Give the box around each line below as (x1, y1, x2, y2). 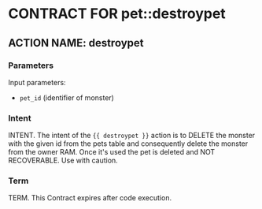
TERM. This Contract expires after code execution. (8, 193, 172, 203)
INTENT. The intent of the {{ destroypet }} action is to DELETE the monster (8, 131, 256, 140)
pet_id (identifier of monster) (19, 92, 114, 103)
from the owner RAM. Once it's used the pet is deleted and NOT (8, 147, 216, 157)
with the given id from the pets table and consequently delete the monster (8, 139, 249, 148)
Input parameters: (8, 77, 66, 87)
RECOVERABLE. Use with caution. (8, 155, 118, 166)
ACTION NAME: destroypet (8, 36, 144, 50)
